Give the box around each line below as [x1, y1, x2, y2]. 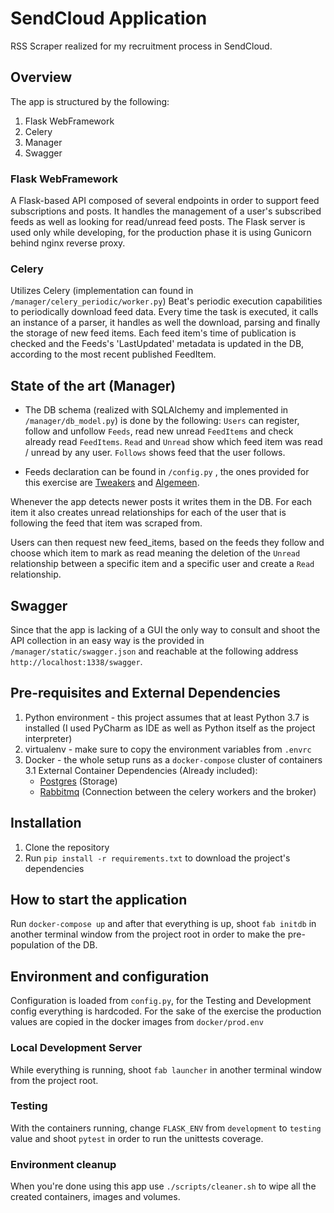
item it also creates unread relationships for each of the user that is [10, 507, 287, 519]
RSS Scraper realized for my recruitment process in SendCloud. [10, 40, 273, 52]
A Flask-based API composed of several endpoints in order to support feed [10, 195, 320, 207]
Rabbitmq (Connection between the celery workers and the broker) [39, 785, 317, 797]
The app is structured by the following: [10, 95, 170, 107]
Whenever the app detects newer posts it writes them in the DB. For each [10, 496, 313, 508]
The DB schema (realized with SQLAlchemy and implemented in [24, 404, 289, 416]
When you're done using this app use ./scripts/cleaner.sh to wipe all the [10, 1180, 317, 1192]
